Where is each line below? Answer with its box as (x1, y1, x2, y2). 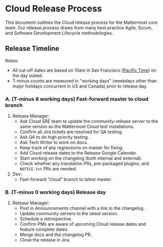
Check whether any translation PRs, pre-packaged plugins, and (19, 161, 150, 166)
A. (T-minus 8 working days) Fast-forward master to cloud (5, 95, 149, 102)
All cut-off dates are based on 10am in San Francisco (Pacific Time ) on (12, 67, 157, 73)
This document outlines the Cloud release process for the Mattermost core (5, 19, 158, 25)
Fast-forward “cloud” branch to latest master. (19, 176, 112, 182)
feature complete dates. (19, 227, 69, 233)
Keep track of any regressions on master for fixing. (19, 145, 124, 151)
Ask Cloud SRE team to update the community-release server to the (19, 118, 159, 124)
